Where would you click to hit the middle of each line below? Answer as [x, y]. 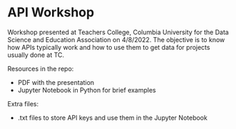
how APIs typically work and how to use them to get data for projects [109, 47]
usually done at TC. [36, 55]
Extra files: [23, 103]
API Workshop [51, 12]
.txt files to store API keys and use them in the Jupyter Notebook [113, 118]
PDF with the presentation [56, 82]
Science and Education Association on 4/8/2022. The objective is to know [116, 39]
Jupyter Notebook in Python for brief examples [87, 90]
